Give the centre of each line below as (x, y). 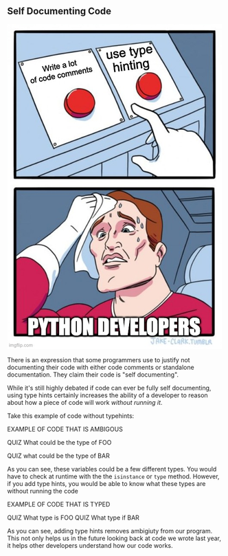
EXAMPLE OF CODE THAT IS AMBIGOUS (65, 429)
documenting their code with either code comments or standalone (101, 367)
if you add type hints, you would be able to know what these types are (106, 483)
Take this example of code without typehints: (71, 416)
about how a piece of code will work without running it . (85, 402)
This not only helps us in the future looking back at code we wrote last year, (114, 538)
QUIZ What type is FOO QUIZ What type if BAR (73, 518)
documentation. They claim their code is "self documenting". (93, 375)
